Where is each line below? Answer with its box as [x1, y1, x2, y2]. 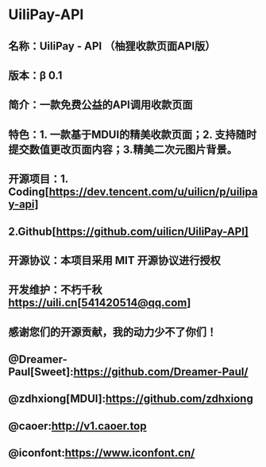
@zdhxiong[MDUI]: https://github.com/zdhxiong [8, 392, 254, 406]
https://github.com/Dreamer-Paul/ [73, 365, 249, 379]
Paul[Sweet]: [8, 365, 74, 379]
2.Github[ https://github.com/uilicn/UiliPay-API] [8, 224, 249, 238]
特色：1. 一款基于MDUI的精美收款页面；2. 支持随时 [8, 127, 256, 141]
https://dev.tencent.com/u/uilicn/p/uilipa [48, 185, 258, 199]
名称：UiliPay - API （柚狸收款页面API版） [8, 39, 216, 53]
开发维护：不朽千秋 [8, 283, 102, 297]
